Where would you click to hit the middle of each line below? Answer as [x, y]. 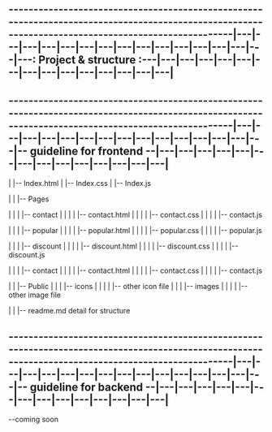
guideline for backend [86, 387]
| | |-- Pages [29, 199]
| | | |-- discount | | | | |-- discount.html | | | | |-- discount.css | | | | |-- [123, 246]
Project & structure [87, 60]
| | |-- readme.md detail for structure [69, 311]
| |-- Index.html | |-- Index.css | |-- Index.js [80, 184]
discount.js [27, 255]
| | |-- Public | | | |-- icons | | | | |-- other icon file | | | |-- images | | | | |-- [128, 287]
